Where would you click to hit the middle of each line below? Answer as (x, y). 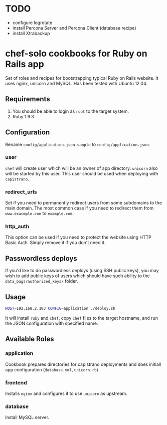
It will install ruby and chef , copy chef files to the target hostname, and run (81, 318)
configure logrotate (32, 23)
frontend (16, 382)
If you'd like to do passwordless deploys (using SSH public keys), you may (82, 271)
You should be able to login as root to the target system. (71, 111)
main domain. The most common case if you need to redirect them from (79, 208)
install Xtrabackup (31, 33)
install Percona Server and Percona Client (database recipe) (74, 28)
